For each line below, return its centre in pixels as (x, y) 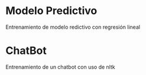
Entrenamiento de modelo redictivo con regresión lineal (73, 27)
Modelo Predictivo (51, 11)
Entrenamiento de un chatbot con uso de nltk (61, 67)
